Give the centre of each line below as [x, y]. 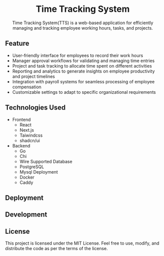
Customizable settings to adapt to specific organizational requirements [84, 92]
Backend [21, 146]
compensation [27, 87]
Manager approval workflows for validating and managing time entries [83, 61]
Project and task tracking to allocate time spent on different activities [82, 66]
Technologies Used [35, 108]
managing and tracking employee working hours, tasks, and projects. [83, 28]
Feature [17, 44]
